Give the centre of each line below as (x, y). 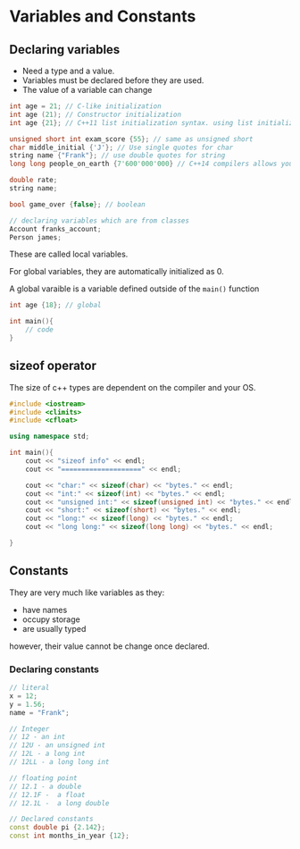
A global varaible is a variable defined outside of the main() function (134, 289)
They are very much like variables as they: (87, 593)
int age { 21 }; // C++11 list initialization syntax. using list (131, 122)
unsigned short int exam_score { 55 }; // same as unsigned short (131, 139)
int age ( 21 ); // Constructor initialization (95, 114)
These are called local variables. (69, 254)
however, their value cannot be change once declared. (109, 646)
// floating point (43, 778)
